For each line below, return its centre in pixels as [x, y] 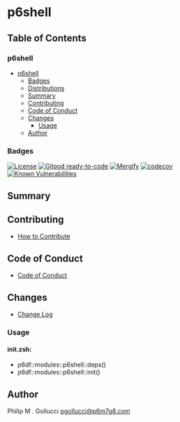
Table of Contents [47, 38]
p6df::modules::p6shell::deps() [62, 365]
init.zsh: [20, 349]
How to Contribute [44, 236]
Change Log [35, 314]
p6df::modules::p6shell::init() [59, 372]
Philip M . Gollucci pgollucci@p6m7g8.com [69, 411]
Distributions [46, 88]
